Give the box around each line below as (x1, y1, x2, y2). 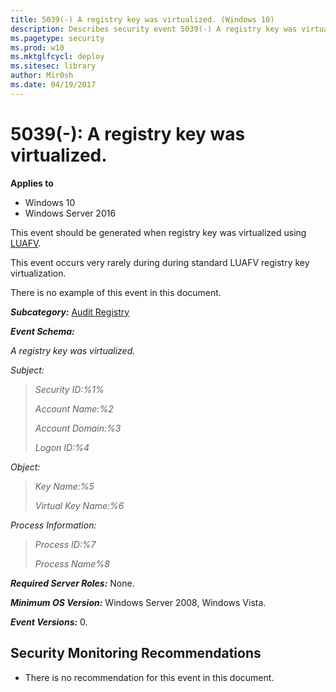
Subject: (10, 364, 45, 376)
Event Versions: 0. (10, 616, 88, 628)
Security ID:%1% (34, 383, 105, 395)
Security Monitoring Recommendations (10, 645, 262, 662)
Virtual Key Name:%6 (34, 499, 125, 511)
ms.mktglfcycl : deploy (10, 52, 105, 62)
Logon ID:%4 (34, 441, 90, 453)
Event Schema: (10, 325, 75, 337)
